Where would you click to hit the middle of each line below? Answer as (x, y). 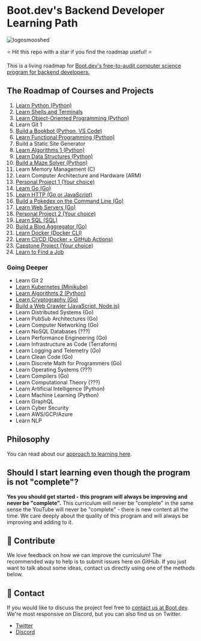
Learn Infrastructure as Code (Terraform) (66, 344)
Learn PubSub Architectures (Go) (57, 319)
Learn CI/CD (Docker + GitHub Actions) (64, 239)
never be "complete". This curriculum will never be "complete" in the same (100, 503)
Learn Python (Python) (43, 105)
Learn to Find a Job (40, 252)
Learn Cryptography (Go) (47, 300)
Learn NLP (28, 421)
